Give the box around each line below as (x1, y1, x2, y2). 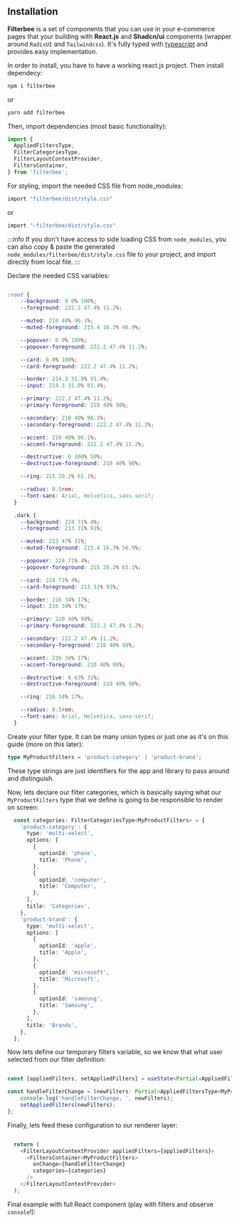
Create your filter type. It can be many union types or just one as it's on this (7, 732, 229, 740)
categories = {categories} (33, 1167, 107, 1174)
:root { (7, 291, 31, 298)
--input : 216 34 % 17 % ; (20, 602, 87, 610)
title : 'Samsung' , (38, 1002, 94, 1009)
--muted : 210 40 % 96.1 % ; (20, 317, 94, 324)
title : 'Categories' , (26, 903, 91, 910)
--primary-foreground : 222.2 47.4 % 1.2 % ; (20, 622, 144, 629)
